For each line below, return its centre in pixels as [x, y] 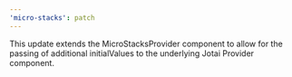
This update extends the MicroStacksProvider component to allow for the [146, 43]
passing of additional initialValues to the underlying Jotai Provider [132, 53]
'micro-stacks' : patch [52, 18]
